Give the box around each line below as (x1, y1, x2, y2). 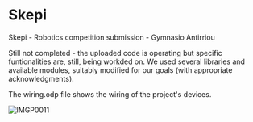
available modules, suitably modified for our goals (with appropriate (8, 65, 233, 74)
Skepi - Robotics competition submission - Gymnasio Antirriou (8, 32, 215, 42)
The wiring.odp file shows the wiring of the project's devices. (8, 89, 212, 99)
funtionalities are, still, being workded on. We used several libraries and (8, 57, 246, 66)
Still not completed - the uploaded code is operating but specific (8, 48, 223, 57)
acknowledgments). (8, 74, 74, 83)
